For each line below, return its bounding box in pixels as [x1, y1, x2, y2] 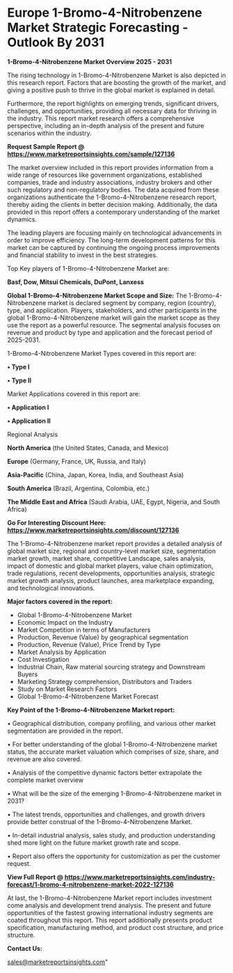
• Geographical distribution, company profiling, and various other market [7, 719, 216, 727]
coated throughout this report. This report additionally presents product [7, 916, 212, 924]
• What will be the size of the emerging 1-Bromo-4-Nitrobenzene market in [7, 789, 222, 797]
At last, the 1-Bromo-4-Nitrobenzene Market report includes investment [7, 894, 212, 902]
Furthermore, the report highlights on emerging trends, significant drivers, [7, 99, 219, 107]
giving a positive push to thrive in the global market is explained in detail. [7, 86, 216, 94]
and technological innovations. [7, 584, 95, 592]
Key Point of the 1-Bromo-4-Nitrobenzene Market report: [7, 706, 175, 714]
